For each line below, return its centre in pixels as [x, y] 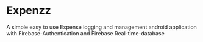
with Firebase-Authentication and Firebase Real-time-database [85, 33]
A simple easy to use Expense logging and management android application [101, 27]
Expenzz [29, 10]
